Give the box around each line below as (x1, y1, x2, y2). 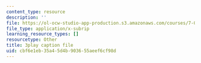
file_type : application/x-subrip (6, 25, 90, 32)
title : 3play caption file (6, 43, 74, 49)
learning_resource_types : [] (6, 31, 79, 37)
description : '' (6, 14, 47, 20)
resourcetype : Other (6, 37, 58, 43)
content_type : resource (6, 8, 66, 15)
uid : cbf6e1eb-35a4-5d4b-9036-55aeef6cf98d (6, 48, 117, 54)
